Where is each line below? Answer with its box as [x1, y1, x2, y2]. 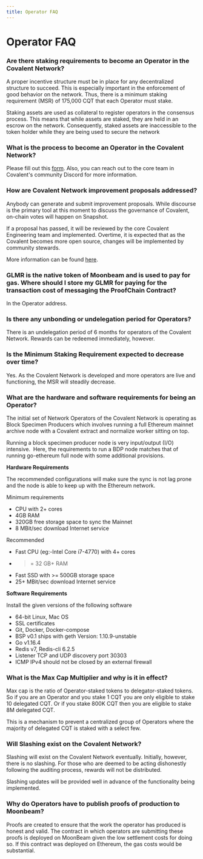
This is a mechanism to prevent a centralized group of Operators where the [6, 718, 194, 726]
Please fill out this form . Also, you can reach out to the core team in [6, 165, 175, 172]
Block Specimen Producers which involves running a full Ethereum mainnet [6, 420, 194, 428]
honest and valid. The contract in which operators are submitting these [6, 827, 184, 835]
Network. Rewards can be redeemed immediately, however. [6, 335, 156, 342]
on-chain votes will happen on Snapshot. [6, 213, 108, 220]
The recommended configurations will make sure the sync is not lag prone [6, 475, 192, 482]
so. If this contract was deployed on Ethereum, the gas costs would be [6, 840, 182, 847]
